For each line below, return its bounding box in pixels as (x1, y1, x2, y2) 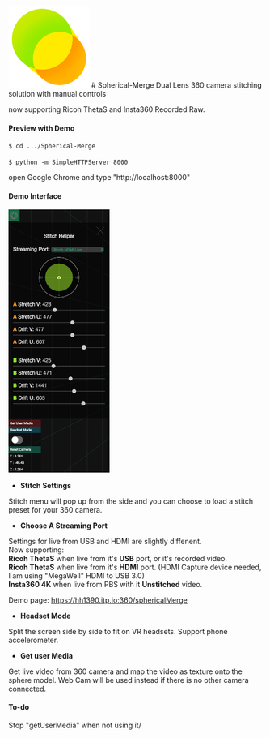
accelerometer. (8, 635, 59, 645)
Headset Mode (19, 611, 71, 620)
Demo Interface (8, 191, 62, 200)
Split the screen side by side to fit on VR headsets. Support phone (8, 626, 228, 636)
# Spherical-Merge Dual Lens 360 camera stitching (91, 80, 263, 90)
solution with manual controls (8, 89, 107, 98)
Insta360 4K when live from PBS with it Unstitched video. (8, 579, 203, 589)
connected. (8, 684, 47, 693)
